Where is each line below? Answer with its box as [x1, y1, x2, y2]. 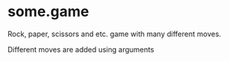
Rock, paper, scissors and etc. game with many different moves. [7, 29, 222, 39]
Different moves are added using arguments [7, 44, 155, 54]
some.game [7, 2, 90, 21]
